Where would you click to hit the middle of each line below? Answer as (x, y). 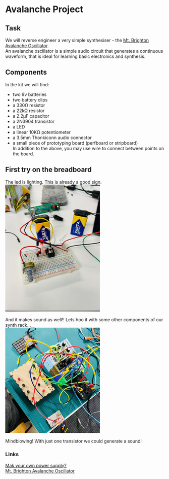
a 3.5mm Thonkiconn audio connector (52, 138)
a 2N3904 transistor (34, 121)
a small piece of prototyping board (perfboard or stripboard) (75, 143)
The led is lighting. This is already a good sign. (53, 182)
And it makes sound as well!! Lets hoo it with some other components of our (84, 319)
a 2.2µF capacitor (31, 116)
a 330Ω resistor (29, 105)
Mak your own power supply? (36, 465)
